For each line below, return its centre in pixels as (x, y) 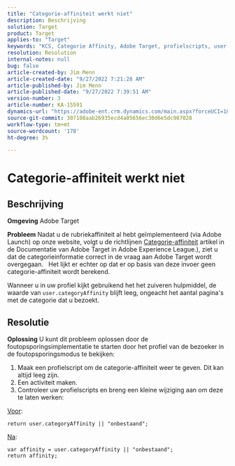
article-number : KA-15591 (45, 105)
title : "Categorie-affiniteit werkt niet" (70, 14)
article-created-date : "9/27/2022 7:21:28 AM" (76, 79)
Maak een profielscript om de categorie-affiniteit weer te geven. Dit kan (120, 368)
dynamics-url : (28, 111)
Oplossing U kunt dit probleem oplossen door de (78, 339)
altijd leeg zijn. (38, 375)
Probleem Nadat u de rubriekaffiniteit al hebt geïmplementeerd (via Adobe (114, 235)
